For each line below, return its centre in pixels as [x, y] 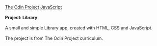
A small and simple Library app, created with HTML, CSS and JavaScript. [79, 28]
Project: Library [21, 17]
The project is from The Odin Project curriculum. [54, 38]
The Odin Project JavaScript [34, 7]
